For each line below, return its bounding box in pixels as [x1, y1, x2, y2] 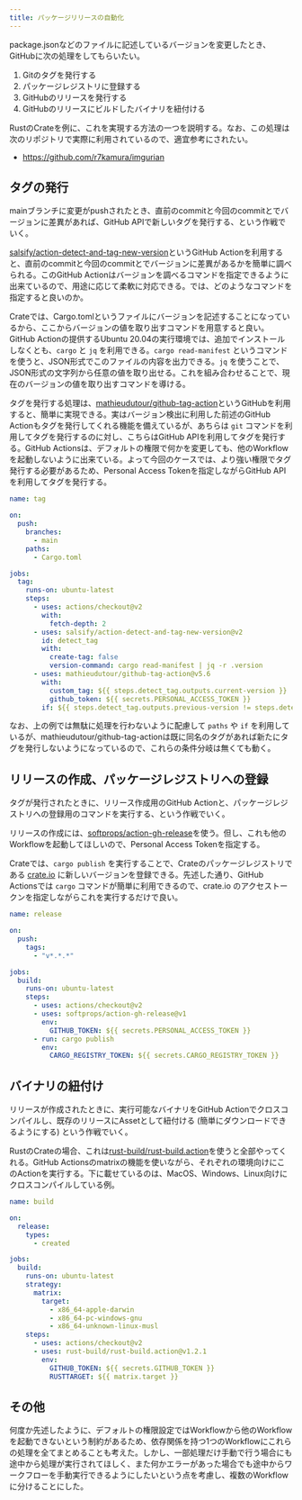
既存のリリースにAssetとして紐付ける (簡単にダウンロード [56, 1116, 271, 1126]
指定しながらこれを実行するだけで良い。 [32, 892, 182, 903]
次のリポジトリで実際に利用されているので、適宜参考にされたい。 [9, 133, 253, 144]
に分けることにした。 [9, 1481, 88, 1492]
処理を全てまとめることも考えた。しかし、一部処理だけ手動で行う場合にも [16, 1447, 293, 1459]
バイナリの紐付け [9, 1078, 104, 1094]
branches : [25, 528, 63, 537]
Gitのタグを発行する [22, 69, 97, 80]
